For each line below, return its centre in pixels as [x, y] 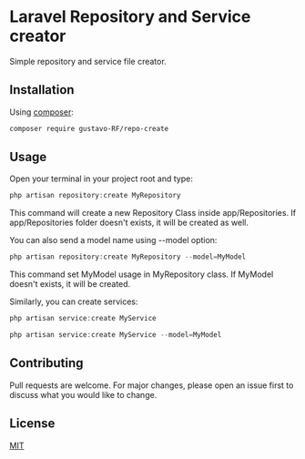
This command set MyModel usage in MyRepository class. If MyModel [142, 274]
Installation [42, 90]
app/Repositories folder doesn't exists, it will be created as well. [129, 223]
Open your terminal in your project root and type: [101, 178]
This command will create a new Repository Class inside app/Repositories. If [153, 213]
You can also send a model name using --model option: [113, 240]
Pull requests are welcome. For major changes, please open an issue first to [152, 385]
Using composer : [42, 112]
